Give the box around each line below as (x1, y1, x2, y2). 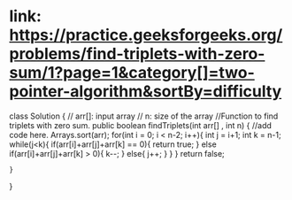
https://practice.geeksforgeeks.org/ (9, 25, 283, 45)
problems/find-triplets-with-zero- (9, 44, 265, 64)
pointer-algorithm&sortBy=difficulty (9, 81, 282, 102)
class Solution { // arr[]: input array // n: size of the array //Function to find (9, 111, 279, 121)
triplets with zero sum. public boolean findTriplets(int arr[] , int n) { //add (9, 119, 273, 130)
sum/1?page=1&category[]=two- (9, 63, 255, 83)
